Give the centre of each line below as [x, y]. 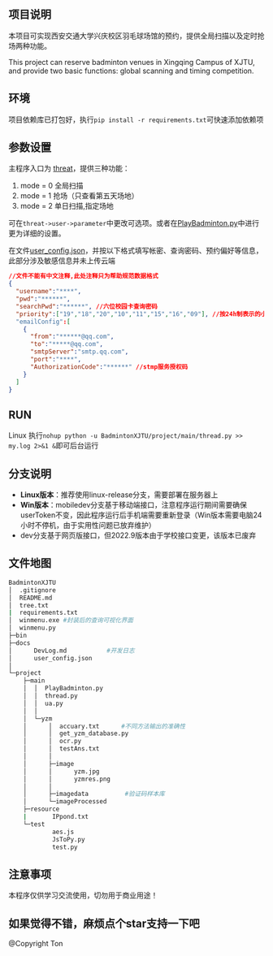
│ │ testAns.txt [61, 749]
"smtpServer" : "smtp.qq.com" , [79, 352]
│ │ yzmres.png [67, 779]
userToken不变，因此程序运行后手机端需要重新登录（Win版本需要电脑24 [141, 515]
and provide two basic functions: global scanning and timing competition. [131, 71]
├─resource [41, 809]
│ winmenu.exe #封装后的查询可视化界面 [71, 621]
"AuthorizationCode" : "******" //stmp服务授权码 [109, 367]
